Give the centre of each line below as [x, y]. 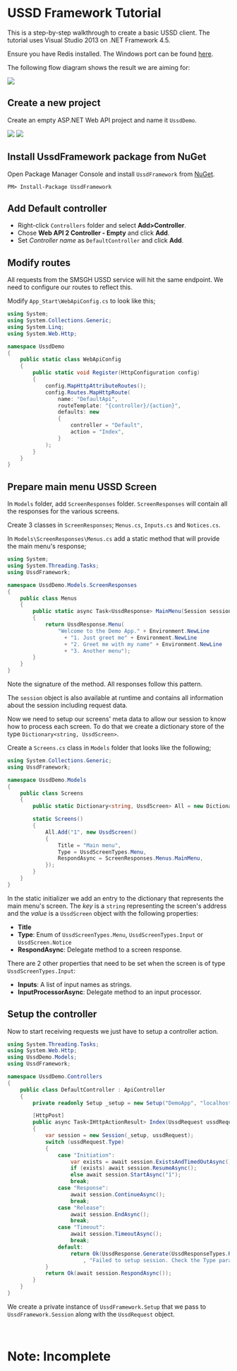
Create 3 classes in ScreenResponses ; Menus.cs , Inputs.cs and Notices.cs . [114, 525]
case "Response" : [83, 1188]
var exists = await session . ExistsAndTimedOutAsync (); [152, 1162]
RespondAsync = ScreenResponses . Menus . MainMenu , [130, 858]
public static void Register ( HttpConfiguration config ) [116, 373]
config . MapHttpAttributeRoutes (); [96, 386]
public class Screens [51, 793]
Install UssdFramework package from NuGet [107, 157]
